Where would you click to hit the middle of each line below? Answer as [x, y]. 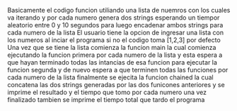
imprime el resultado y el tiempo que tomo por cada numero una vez [107, 92]
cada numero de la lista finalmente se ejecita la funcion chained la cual [110, 77]
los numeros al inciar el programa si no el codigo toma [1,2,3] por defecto [114, 40]
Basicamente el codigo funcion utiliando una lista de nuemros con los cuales [119, 10]
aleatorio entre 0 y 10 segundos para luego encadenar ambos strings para [115, 25]
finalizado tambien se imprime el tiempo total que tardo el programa [106, 100]
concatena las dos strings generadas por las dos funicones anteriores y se [116, 85]
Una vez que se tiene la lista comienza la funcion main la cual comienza [112, 47]
